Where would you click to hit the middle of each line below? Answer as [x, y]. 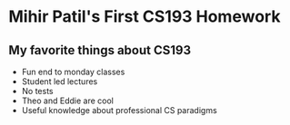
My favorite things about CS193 [100, 50]
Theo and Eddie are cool [68, 101]
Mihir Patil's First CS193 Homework [145, 17]
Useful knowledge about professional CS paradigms [119, 110]
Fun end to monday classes [73, 72]
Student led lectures [60, 82]
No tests [37, 91]
